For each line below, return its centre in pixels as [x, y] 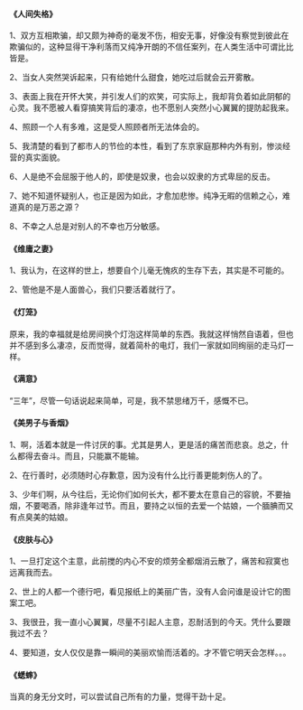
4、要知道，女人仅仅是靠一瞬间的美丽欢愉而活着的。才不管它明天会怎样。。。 [150, 653]
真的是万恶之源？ [49, 207]
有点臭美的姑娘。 [41, 517]
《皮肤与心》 [33, 539]
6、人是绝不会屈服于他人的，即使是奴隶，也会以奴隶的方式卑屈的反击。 [142, 177]
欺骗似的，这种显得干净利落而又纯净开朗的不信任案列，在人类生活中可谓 [143, 47]
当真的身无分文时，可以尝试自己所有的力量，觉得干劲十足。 [120, 696]
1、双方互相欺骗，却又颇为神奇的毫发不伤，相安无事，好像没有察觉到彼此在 [149, 35]
